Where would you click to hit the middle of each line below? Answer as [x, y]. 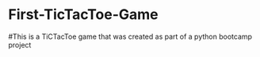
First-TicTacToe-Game [83, 15]
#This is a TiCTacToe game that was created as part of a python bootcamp [130, 36]
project [20, 44]
